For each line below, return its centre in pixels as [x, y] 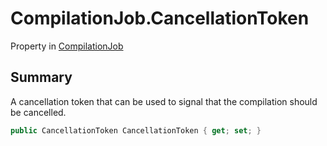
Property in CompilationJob [67, 46]
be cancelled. [38, 112]
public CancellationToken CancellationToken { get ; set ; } [136, 130]
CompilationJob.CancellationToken [160, 18]
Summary [41, 77]
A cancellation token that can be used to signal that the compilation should [164, 101]
